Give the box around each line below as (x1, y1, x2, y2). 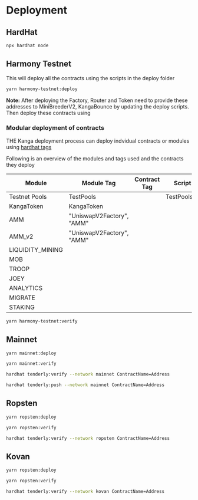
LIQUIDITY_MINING (9, 245, 64, 254)
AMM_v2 (9, 232, 34, 241)
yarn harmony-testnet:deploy (6, 86, 78, 92)
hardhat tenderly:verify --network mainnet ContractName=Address (6, 371, 170, 377)
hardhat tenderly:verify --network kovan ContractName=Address (6, 489, 165, 495)
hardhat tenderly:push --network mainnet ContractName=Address (6, 382, 165, 388)
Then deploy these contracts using (6, 109, 91, 116)
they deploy (6, 161, 35, 168)
